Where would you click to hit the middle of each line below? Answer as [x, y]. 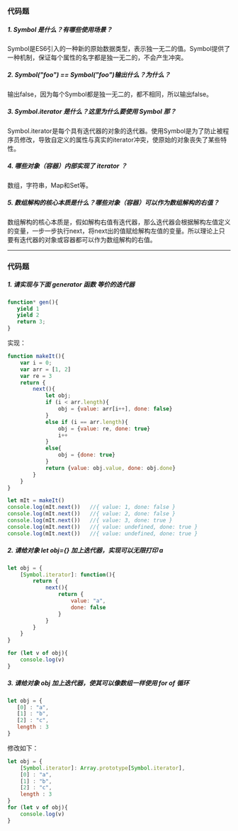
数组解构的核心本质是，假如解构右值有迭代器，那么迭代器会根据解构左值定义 [119, 222]
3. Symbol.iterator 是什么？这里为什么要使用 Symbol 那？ [92, 112]
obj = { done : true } [86, 455]
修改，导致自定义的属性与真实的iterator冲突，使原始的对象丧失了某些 [120, 139]
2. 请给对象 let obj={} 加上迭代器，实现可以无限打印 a [85, 551]
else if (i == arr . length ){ [87, 422]
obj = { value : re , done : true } [104, 429]
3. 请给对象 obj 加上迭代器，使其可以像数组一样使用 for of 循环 [98, 683]
